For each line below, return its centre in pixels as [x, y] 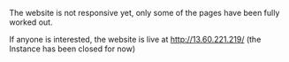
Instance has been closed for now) [72, 49]
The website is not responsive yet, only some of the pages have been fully [144, 13]
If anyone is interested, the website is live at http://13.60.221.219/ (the [135, 39]
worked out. [31, 22]
